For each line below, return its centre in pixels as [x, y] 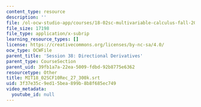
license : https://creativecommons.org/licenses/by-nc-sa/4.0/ [85, 45]
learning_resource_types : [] [42, 39]
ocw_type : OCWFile [29, 51]
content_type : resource [36, 12]
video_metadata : [26, 89]
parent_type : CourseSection [41, 61]
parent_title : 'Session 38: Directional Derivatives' [75, 56]
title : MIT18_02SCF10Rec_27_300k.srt [53, 78]
